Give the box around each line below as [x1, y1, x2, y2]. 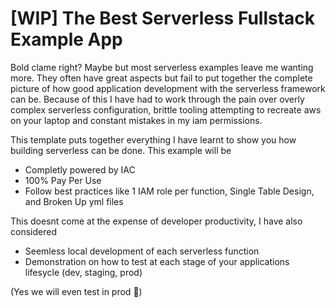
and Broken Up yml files [24, 195, 124, 207]
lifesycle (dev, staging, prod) [24, 266, 143, 278]
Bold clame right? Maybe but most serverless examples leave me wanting [10, 61, 314, 73]
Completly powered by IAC [24, 163, 136, 176]
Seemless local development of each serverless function [24, 245, 260, 257]
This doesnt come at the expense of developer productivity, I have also [10, 215, 303, 227]
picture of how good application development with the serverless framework [10, 82, 326, 94]
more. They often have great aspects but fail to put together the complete [10, 72, 313, 84]
